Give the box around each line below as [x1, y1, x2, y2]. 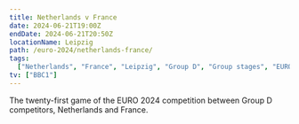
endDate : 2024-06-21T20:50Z [9, 29, 114, 38]
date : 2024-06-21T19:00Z [9, 21, 101, 30]
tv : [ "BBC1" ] [9, 71, 58, 80]
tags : [9, 54, 29, 63]
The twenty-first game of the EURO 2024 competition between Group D [9, 95, 273, 105]
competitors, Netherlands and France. [9, 104, 149, 115]
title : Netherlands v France [9, 12, 117, 22]
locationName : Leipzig [9, 37, 93, 47]
